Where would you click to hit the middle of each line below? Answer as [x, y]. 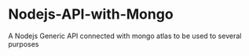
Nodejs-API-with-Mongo [91, 14]
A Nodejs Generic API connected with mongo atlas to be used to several [125, 36]
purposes [24, 44]
